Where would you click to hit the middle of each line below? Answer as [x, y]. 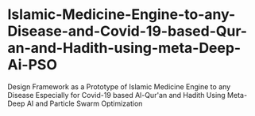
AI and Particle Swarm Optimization [85, 103]
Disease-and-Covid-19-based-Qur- [127, 31]
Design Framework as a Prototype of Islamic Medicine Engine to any [119, 86]
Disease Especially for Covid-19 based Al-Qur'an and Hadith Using [116, 95]
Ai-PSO [32, 65]
